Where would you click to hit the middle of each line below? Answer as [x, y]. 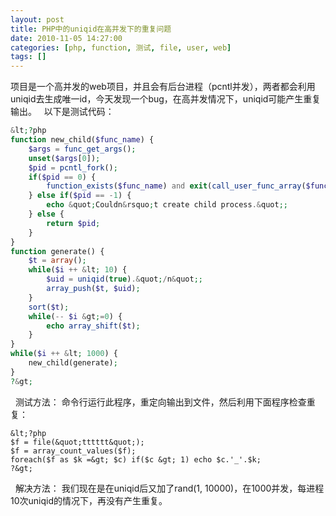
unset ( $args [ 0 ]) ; [64, 158]
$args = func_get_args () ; [82, 149]
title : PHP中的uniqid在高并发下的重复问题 [91, 29]
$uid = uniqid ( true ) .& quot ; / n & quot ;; [124, 279]
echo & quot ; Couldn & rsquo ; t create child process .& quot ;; [167, 205]
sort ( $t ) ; [49, 307]
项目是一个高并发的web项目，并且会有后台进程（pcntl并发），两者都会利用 [163, 87]
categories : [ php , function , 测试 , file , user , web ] [121, 47]
